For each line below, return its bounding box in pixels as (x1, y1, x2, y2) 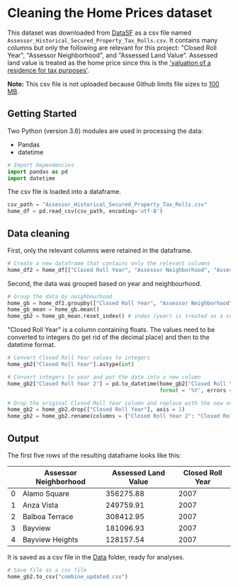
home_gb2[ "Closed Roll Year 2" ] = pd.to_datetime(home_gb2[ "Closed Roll (7, 380, 227, 387)
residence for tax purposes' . (7, 66, 90, 74)
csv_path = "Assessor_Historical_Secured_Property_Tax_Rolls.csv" (7, 201, 208, 208)
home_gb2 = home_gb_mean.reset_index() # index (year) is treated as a (7, 313, 223, 320)
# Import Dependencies (7, 161, 74, 169)
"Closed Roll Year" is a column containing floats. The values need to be (7, 326, 215, 334)
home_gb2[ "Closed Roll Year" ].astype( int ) (7, 361, 135, 368)
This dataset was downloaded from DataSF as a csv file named (7, 28, 192, 37)
